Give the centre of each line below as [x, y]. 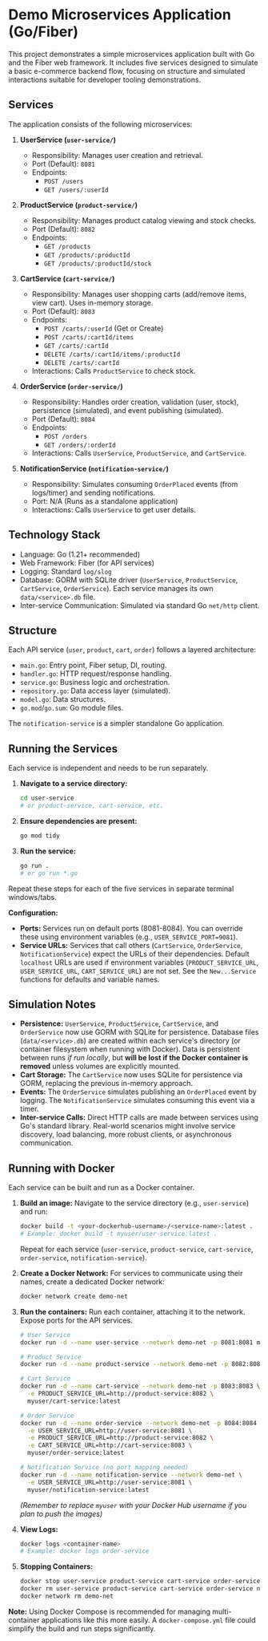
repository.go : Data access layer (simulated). [95, 691]
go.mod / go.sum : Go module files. [72, 708]
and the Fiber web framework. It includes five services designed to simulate [133, 63]
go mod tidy [40, 836]
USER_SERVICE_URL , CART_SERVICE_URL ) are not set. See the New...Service [138, 970]
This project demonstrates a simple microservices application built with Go [131, 54]
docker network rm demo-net [66, 1596]
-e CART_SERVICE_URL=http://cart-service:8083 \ [110, 1445]
